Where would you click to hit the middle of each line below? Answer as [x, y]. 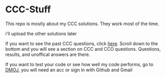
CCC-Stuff [28, 9]
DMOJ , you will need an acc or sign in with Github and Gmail [69, 70]
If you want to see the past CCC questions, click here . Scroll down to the [82, 43]
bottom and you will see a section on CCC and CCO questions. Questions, [83, 49]
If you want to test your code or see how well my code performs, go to [79, 64]
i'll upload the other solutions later [41, 33]
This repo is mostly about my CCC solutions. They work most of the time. [82, 24]
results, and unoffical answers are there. [48, 54]
